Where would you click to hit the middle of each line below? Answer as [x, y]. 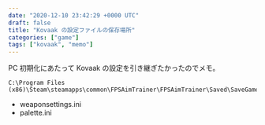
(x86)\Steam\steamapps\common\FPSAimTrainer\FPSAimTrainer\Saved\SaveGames [135, 90]
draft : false [30, 23]
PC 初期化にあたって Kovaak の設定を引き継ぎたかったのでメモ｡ [112, 68]
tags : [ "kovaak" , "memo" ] [50, 45]
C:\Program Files [37, 83]
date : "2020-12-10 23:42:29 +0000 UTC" [74, 15]
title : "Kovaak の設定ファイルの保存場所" [72, 30]
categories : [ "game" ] [44, 37]
